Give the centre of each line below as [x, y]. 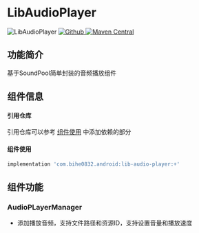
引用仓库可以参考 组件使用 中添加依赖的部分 [69, 132]
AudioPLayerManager [45, 207]
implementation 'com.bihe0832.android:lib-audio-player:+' [94, 164]
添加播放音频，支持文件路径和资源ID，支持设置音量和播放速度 [105, 223]
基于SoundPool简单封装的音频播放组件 [62, 73]
